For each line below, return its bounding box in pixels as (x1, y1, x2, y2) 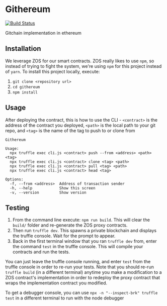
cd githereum (12, 84, 40, 89)
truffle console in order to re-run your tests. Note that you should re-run (5, 264, 154, 270)
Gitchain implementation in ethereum (5, 30, 82, 36)
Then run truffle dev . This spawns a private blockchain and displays (12, 228, 157, 234)
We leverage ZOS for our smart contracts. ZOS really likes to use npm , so (5, 58, 154, 64)
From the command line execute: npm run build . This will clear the (12, 217, 150, 223)
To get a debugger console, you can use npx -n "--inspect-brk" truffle (5, 290, 158, 296)
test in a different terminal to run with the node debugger (5, 295, 124, 301)
